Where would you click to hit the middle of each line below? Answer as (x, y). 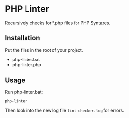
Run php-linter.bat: (24, 92)
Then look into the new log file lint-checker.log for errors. (64, 110)
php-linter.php (27, 64)
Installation (23, 38)
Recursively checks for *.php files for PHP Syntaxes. (58, 23)
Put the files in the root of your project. (44, 50)
